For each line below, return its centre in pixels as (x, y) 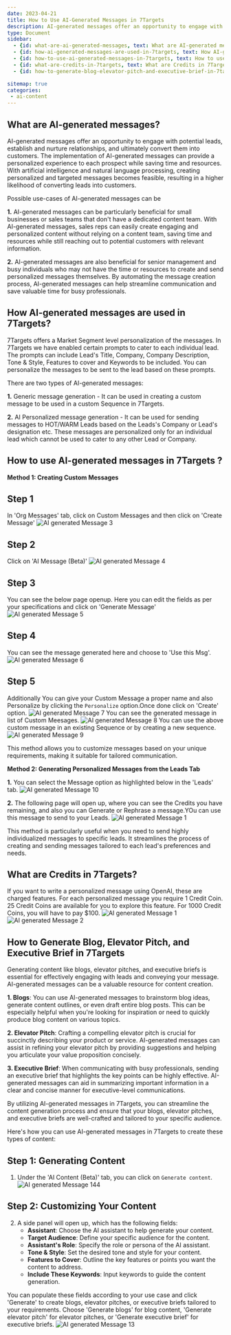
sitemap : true (27, 83)
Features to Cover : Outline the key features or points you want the (121, 1259)
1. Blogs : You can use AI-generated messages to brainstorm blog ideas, (109, 998)
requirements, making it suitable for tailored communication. (92, 755)
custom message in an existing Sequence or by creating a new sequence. (112, 727)
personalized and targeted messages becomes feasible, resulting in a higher (115, 177)
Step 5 (21, 681)
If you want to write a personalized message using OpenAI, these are (105, 891)
